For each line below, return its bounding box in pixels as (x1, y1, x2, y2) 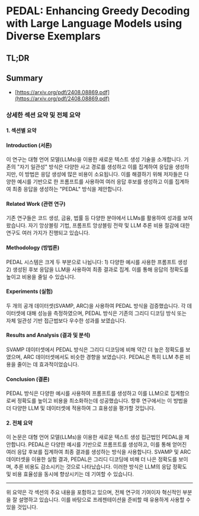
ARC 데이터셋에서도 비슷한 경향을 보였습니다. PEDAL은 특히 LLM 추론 (23, 353, 185, 360)
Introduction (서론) (6, 141, 52, 149)
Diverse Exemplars (6, 30, 101, 43)
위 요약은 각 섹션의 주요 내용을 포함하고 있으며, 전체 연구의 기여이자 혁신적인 (6, 489, 182, 496)
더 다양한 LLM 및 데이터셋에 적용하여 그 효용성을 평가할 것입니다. (6, 404, 156, 412)
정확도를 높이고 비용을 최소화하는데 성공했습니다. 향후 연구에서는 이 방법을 (17, 397, 188, 404)
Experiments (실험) (6, 288, 53, 295)
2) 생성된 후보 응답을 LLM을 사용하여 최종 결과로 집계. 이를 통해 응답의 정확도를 (6, 266, 189, 273)
